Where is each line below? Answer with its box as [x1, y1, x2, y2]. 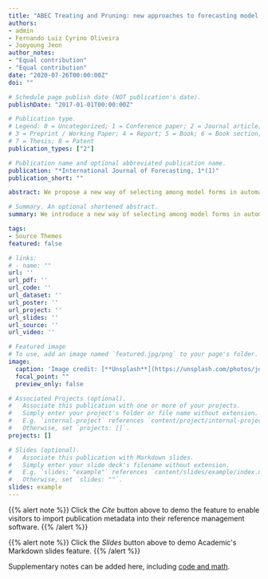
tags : [8, 225, 26, 233]
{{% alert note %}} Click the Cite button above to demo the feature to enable [8, 505, 260, 514]
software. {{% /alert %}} [8, 521, 89, 532]
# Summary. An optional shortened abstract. [8, 203, 159, 211]
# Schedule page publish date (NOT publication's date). [8, 93, 202, 101]
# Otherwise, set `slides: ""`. [8, 476, 124, 484]
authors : [8, 19, 37, 27]
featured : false [8, 239, 62, 248]
